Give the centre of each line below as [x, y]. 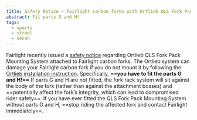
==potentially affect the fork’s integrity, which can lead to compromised [92, 92]
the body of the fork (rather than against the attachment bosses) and [89, 86]
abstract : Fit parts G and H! [43, 17]
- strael [22, 33]
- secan [21, 38]
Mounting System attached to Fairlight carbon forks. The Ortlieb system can [98, 61]
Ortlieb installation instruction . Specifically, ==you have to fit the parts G [94, 74]
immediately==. [25, 111]
